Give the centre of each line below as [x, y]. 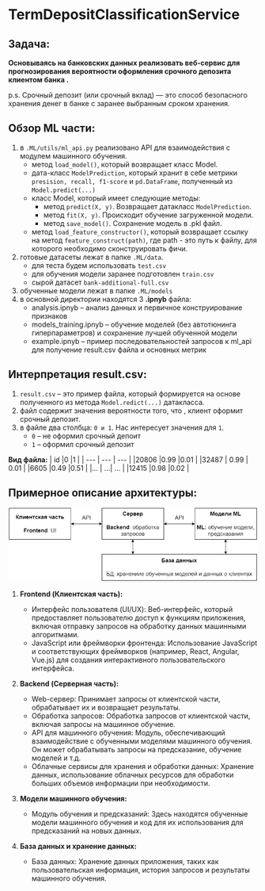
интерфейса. [53, 668]
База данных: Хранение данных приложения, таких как [125, 861]
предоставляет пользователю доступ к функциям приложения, [138, 618]
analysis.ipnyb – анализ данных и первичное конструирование [137, 308]
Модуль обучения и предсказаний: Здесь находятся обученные [140, 813]
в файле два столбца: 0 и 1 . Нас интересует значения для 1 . [121, 427]
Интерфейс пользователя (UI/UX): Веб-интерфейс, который [132, 609]
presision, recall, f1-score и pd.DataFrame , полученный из [132, 181]
